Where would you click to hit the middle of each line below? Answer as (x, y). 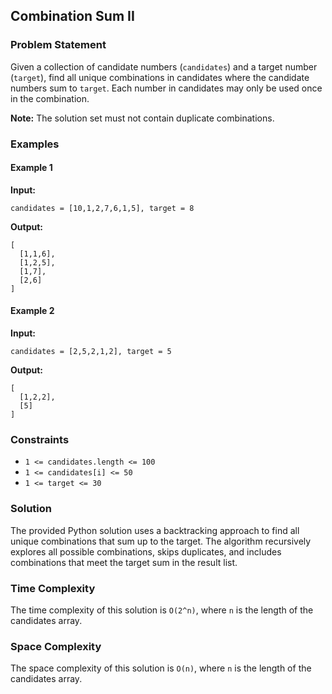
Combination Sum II (72, 16)
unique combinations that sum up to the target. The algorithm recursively (161, 541)
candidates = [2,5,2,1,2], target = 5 (91, 352)
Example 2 (32, 311)
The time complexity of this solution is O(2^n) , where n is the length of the (162, 610)
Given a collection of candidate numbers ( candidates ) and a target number (164, 66)
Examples (35, 144)
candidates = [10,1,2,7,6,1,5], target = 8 (102, 208)
